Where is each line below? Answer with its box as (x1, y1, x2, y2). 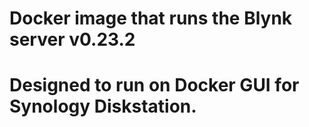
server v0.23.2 (9, 28, 136, 51)
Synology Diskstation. (9, 95, 197, 118)
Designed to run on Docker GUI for (9, 74, 300, 97)
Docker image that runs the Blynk (9, 7, 293, 30)
